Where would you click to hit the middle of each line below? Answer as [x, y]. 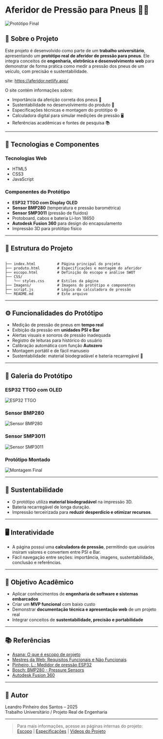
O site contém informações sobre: [39, 90]
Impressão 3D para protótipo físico [47, 228]
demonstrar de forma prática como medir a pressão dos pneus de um [75, 66]
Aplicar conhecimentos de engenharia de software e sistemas [75, 594]
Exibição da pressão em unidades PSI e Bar [56, 330]
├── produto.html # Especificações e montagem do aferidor [73, 268]
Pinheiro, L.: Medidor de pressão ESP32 [52, 665]
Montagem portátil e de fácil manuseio [51, 351]
